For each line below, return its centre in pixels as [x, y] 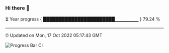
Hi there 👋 [18, 8]
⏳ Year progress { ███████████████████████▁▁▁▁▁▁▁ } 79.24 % [83, 19]
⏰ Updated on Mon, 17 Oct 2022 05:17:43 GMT [54, 35]
